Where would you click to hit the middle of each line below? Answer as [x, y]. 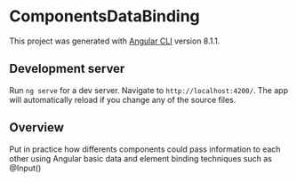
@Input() [25, 168]
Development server [67, 69]
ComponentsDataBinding [104, 16]
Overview [37, 127]
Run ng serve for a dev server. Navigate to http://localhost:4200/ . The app [149, 90]
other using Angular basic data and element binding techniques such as [141, 158]
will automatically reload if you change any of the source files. [123, 99]
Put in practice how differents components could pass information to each [145, 149]
